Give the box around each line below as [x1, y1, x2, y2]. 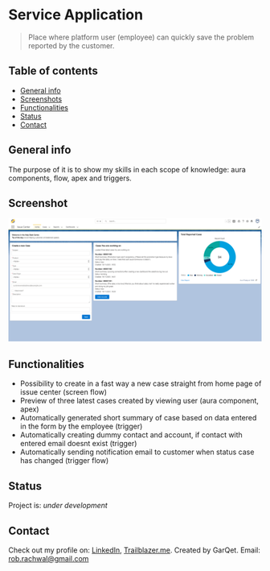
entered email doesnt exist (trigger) [19, 439, 137, 449]
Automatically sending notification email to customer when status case [19, 447, 255, 457]
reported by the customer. [27, 40, 115, 50]
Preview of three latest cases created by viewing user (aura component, [19, 396, 260, 406]
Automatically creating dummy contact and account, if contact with [19, 430, 243, 440]
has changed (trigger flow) [19, 456, 109, 465]
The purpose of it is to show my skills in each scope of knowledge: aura [8, 164, 247, 174]
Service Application [8, 6, 143, 24]
